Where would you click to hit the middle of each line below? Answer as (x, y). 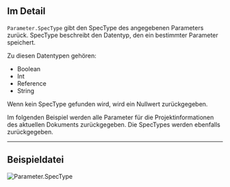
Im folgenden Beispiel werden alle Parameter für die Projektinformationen (111, 117)
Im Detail (26, 11)
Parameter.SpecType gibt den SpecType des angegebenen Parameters (105, 27)
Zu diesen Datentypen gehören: (52, 55)
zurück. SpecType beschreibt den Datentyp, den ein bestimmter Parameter (113, 35)
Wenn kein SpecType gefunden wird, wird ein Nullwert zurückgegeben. (107, 104)
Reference (31, 83)
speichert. (22, 42)
